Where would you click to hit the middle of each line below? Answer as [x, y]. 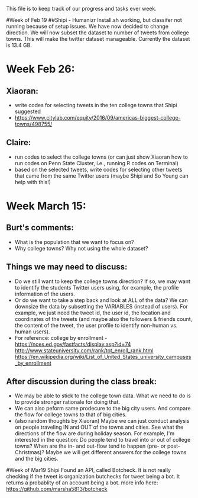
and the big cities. [36, 459]
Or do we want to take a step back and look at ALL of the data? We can [101, 300]
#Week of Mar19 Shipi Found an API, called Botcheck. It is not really [89, 470]
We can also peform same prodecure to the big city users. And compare [103, 409]
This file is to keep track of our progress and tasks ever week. [81, 9]
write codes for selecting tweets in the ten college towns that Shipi [96, 105]
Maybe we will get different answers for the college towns [116, 452]
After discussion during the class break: [82, 382]
